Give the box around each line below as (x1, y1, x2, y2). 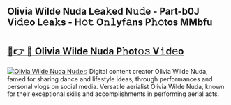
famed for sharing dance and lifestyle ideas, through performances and (7, 75, 213, 83)
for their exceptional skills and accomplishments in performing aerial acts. (7, 90, 220, 98)
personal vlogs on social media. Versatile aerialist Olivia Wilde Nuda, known (7, 83, 225, 90)
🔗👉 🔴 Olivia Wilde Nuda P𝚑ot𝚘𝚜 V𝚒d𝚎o (7, 45, 184, 57)
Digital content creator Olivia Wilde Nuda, (89, 67, 208, 75)
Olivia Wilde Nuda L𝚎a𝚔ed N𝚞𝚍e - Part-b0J (7, 6, 200, 17)
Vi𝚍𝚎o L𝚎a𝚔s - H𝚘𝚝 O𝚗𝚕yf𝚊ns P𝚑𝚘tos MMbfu (7, 17, 213, 29)
